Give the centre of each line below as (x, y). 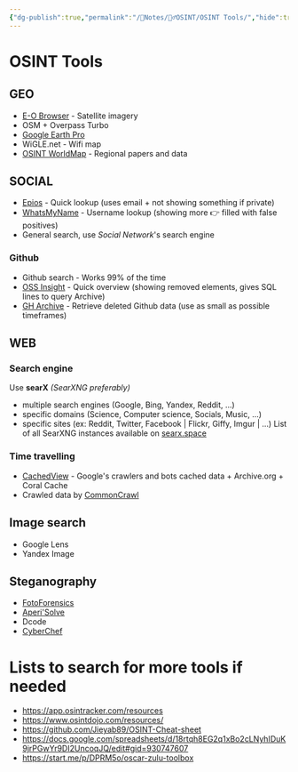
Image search (48, 523)
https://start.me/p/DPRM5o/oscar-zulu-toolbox (108, 758)
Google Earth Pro (54, 134)
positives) (40, 225)
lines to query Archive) (63, 296)
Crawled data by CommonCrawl (80, 495)
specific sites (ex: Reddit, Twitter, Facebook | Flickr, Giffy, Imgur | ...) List (154, 424)
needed (38, 686)
